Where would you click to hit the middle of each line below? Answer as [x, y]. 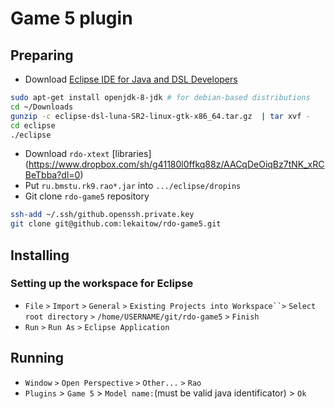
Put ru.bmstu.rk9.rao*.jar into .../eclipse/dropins [133, 186]
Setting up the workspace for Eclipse [102, 284]
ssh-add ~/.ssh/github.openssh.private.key [102, 215]
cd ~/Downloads [42, 107]
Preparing [42, 55]
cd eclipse [33, 125]
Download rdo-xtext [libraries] [88, 154]
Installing [40, 255]
